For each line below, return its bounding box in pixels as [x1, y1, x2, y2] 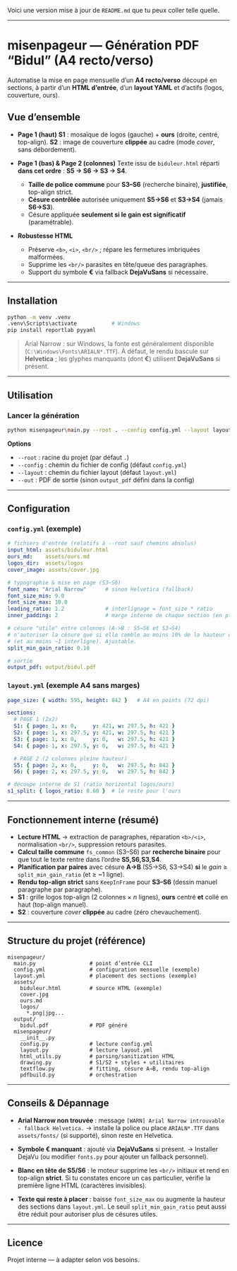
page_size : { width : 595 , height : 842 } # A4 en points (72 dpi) [7, 696, 210, 703]
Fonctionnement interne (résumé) [7, 814, 159, 826]
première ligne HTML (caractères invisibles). [17, 1181, 147, 1190]
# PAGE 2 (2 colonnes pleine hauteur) [13, 755, 128, 762]
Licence [7, 1236, 44, 1248]
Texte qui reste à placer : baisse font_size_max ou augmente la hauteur [17, 1195, 226, 1203]
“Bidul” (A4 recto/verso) [7, 52, 154, 69]
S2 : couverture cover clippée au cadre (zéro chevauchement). [17, 907, 202, 916]
